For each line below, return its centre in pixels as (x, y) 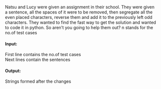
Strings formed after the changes (38, 81)
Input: (11, 44)
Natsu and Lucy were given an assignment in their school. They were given (80, 7)
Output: (13, 71)
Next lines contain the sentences (38, 59)
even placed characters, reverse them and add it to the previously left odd (79, 17)
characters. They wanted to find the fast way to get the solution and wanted (80, 22)
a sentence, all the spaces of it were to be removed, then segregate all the (79, 12)
